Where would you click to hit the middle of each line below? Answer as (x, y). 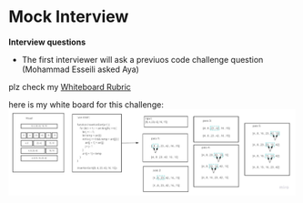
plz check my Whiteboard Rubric (70, 86)
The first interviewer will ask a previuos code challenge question (142, 59)
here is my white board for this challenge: (86, 104)
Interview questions (47, 42)
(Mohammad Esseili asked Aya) (81, 69)
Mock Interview (69, 17)
